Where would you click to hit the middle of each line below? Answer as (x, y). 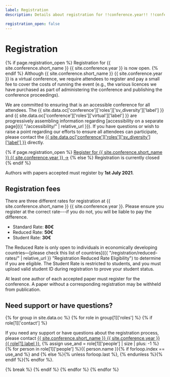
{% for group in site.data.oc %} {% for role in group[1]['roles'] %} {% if (79, 317)
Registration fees (33, 188)
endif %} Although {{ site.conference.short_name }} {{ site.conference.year (84, 73)
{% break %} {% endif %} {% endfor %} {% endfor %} (62, 369)
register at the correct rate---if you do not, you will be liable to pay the (78, 212)
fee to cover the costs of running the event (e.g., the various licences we (81, 85)
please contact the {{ (27, 137)
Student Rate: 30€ (32, 238)
